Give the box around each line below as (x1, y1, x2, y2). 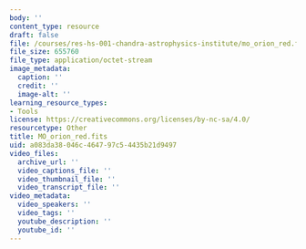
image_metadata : (9, 65, 71, 74)
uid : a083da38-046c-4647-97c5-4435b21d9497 (9, 140, 178, 150)
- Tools (9, 107, 39, 116)
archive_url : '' (17, 157, 79, 167)
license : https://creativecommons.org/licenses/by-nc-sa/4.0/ (9, 115, 250, 124)
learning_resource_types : (9, 98, 107, 108)
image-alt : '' (17, 89, 71, 99)
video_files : (9, 149, 59, 158)
